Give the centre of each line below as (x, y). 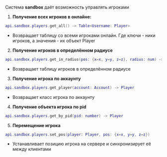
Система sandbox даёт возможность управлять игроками (67, 7)
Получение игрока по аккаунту (46, 78)
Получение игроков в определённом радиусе (62, 50)
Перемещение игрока (36, 125)
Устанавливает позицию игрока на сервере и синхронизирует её (82, 144)
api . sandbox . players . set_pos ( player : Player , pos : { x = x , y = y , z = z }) (78, 134)
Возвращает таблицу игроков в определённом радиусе (71, 69)
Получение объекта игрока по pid (49, 107)
